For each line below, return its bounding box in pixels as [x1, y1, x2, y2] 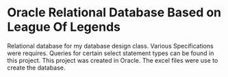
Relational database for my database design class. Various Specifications [7, 42, 214, 50]
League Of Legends [7, 19, 121, 35]
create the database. [7, 63, 66, 72]
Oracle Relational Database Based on [7, 5, 222, 20]
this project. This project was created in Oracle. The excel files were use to [7, 56, 218, 64]
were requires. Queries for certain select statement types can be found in [7, 49, 214, 57]
